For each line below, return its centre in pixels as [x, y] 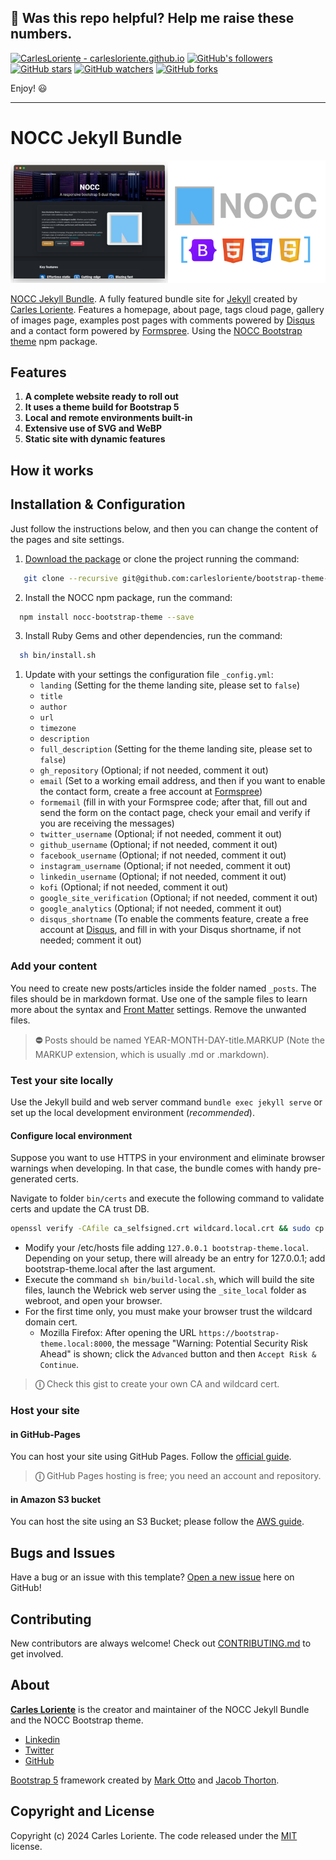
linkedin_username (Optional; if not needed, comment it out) [163, 877]
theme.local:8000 [76, 1344]
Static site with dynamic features [95, 439]
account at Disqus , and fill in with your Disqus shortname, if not [170, 930]
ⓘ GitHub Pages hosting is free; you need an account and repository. [178, 1476]
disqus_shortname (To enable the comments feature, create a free [174, 919]
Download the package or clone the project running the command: [162, 558]
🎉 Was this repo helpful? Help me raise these [152, 18]
